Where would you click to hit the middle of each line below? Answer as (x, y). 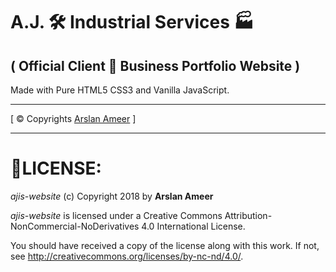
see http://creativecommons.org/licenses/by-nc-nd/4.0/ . (127, 256)
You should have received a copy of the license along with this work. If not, (165, 245)
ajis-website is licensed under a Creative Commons (116, 215)
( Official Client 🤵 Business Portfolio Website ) (155, 65)
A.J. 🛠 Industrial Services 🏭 (132, 22)
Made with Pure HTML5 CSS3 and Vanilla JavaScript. (120, 90)
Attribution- (248, 215)
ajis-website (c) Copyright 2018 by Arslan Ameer (112, 196)
